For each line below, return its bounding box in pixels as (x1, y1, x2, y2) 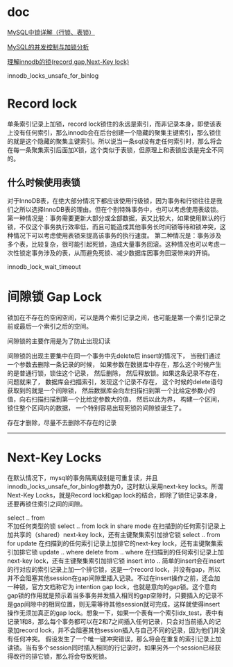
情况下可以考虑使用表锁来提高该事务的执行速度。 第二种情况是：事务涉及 (12, 231, 222, 240)
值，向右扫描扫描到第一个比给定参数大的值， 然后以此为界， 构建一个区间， (7, 395, 223, 403)
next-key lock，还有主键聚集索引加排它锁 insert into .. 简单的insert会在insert (7, 557, 225, 565)
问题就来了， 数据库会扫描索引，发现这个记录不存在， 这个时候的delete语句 (7, 377, 223, 386)
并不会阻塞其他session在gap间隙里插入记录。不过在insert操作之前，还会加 (7, 574, 221, 582)
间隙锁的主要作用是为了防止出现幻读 (7, 336, 111, 345)
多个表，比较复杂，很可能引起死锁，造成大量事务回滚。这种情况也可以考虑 (7, 240, 220, 248)
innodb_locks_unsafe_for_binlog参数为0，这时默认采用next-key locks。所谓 (7, 482, 224, 491)
